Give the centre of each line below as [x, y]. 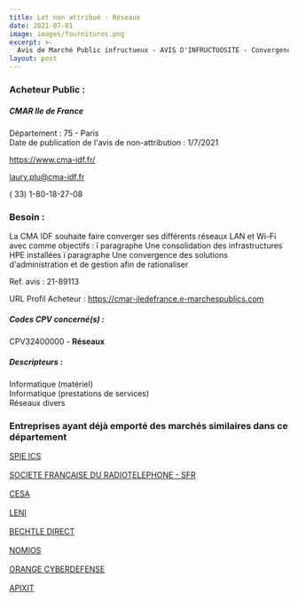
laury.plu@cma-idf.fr [47, 176]
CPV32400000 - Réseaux [57, 341]
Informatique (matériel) [51, 384]
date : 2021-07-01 [41, 26]
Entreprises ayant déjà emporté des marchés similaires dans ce [149, 426]
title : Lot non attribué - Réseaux [75, 17]
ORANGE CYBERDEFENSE [57, 569]
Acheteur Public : [47, 90]
